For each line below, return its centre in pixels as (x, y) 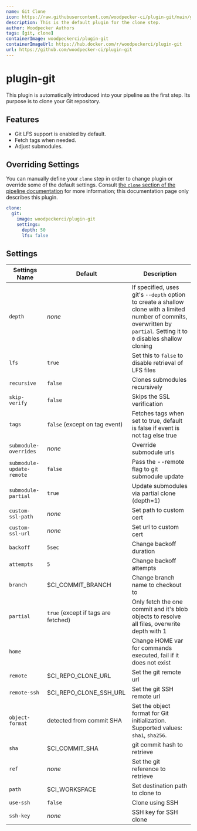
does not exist (151, 663)
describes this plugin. (32, 198)
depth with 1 (149, 631)
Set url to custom (155, 527)
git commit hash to (157, 745)
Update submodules (159, 486)
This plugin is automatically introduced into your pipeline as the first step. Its (98, 95)
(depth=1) (146, 501)
